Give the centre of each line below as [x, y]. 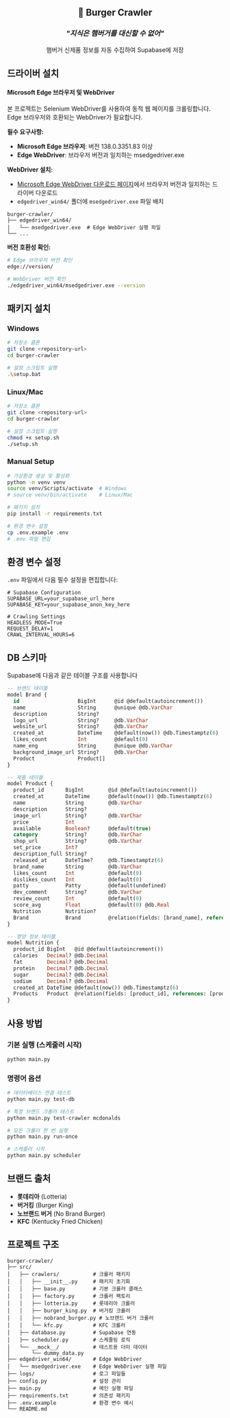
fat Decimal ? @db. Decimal [61, 962]
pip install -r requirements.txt [55, 514]
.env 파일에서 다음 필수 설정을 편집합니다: [63, 580]
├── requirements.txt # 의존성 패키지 [69, 1395]
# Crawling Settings [37, 617]
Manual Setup [31, 462]
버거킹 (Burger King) [45, 1205]
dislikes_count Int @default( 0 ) [78, 879]
